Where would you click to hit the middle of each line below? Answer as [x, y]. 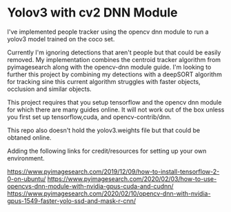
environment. [26, 158]
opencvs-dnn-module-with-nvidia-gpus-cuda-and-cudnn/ [90, 186]
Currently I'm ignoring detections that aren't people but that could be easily [114, 52]
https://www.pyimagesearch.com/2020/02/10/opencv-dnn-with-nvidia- [109, 193]
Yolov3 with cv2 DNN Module [92, 13]
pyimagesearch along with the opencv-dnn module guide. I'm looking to [109, 67]
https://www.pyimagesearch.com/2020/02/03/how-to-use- [132, 179]
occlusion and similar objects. [49, 89]
